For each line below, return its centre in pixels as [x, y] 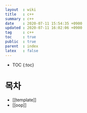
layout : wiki [21, 10]
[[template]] [24, 100]
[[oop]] [19, 105]
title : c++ [20, 14]
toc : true [21, 37]
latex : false [22, 51]
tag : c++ [20, 32]
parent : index [22, 46]
